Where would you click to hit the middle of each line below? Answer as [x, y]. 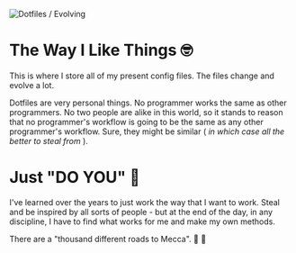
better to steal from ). [49, 140]
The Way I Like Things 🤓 [101, 50]
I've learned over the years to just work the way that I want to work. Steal [145, 202]
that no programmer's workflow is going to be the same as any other [136, 122]
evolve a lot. [32, 85]
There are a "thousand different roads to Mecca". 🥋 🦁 [108, 239]
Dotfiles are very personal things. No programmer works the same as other [148, 103]
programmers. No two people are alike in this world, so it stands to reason [146, 112]
